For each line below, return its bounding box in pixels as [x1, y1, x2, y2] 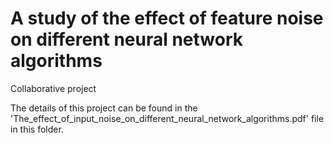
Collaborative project [10, 82, 97, 94]
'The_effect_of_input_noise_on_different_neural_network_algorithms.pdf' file [10, 112, 325, 124]
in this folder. [10, 123, 64, 135]
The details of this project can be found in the [10, 102, 198, 114]
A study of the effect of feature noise [10, 7, 324, 30]
